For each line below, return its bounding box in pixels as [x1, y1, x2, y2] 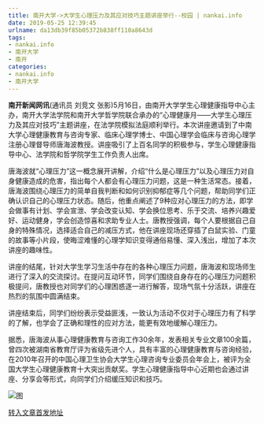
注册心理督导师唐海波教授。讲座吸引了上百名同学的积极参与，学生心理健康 [8, 139, 249, 149]
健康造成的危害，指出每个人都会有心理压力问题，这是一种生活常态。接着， [14, 176, 256, 185]
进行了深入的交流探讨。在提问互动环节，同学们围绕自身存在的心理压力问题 [8, 271, 249, 281]
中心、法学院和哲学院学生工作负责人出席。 [14, 149, 153, 158]
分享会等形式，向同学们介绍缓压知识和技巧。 [21, 374, 167, 383]
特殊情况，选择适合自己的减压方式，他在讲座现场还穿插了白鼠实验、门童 [21, 225, 256, 235]
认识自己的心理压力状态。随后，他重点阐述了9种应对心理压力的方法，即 [14, 195, 247, 205]
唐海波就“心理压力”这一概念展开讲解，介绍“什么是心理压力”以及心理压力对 [8, 166, 247, 176]
